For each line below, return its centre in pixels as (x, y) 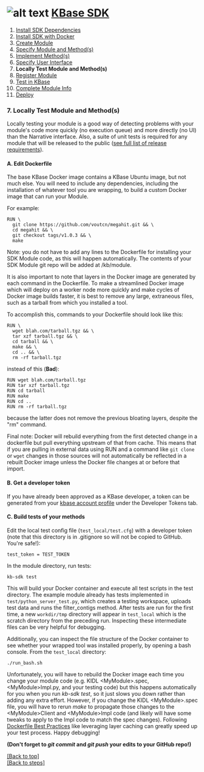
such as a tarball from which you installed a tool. (67, 303)
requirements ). (25, 150)
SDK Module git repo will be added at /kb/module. (70, 265)
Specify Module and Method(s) (55, 49)
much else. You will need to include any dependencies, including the (93, 183)
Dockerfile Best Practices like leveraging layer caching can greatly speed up (102, 726)
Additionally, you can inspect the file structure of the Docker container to (98, 639)
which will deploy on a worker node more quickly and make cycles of (93, 290)
